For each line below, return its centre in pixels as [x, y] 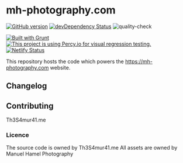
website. [60, 67]
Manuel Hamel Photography [40, 154]
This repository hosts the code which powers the [65, 61]
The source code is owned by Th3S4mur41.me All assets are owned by [92, 148]
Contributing [30, 106]
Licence [18, 135]
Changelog [27, 86]
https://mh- [139, 61]
